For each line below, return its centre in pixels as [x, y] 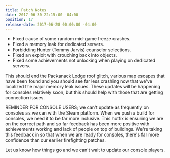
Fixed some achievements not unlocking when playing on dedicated [84, 61]
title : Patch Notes [26, 10]
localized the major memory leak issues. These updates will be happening [83, 87]
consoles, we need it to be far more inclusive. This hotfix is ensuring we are [84, 119]
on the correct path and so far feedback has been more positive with [77, 124]
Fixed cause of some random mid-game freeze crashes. [72, 39]
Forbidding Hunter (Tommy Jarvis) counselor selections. [72, 50]
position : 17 [19, 19]
